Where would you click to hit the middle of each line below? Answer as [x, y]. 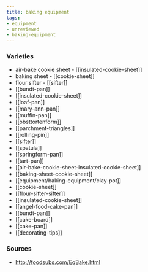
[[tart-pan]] [29, 161]
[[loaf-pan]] [30, 103]
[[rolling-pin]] [32, 135]
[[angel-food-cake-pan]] [46, 207]
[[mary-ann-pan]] [37, 109]
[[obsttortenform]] [38, 122]
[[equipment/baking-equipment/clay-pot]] [68, 181]
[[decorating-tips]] [39, 233]
